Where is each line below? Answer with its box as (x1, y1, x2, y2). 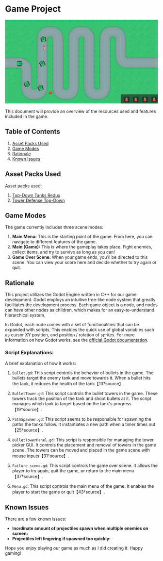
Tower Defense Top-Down (12, 198, 65, 203)
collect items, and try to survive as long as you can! (12, 249, 115, 255)
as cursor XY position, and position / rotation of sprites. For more (5, 332, 135, 338)
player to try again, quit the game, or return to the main (12, 467, 122, 474)
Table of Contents (5, 128, 61, 136)
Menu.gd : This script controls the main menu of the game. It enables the (12, 483, 154, 489)
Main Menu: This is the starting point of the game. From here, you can (12, 234, 153, 240)
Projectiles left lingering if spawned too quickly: (12, 536, 111, 542)
